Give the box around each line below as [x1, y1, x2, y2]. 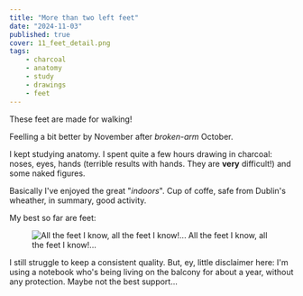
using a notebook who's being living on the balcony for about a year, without [9, 266, 294, 277]
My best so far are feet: [9, 212, 96, 223]
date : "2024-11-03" [9, 22, 83, 31]
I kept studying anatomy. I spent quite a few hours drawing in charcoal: [9, 148, 273, 159]
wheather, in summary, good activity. [9, 195, 147, 206]
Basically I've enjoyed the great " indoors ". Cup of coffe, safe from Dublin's [9, 185, 287, 196]
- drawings [25, 80, 67, 89]
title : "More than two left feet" [9, 13, 140, 23]
